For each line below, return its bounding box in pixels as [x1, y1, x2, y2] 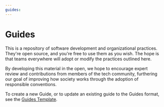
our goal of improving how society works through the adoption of [5, 76, 139, 82]
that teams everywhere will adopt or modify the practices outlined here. [5, 56, 152, 62]
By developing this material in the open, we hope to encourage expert [5, 65, 148, 71]
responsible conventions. [5, 81, 57, 87]
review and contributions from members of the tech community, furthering [5, 71, 158, 77]
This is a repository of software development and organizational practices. [5, 45, 158, 51]
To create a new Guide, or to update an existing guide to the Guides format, [5, 91, 160, 97]
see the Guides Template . [5, 96, 58, 102]
